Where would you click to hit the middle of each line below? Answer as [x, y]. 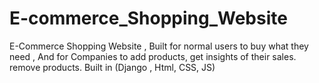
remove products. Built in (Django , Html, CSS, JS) [112, 67]
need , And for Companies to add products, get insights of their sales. [153, 56]
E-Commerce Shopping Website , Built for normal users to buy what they [159, 46]
